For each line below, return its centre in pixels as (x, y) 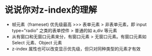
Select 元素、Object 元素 (37, 42)
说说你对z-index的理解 (51, 10)
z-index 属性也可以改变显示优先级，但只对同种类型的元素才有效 (76, 49)
